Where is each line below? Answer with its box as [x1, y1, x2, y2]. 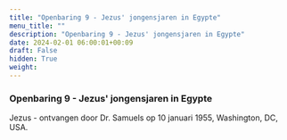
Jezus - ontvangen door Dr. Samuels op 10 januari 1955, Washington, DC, [9, 112, 279, 123]
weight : [9, 63, 38, 72]
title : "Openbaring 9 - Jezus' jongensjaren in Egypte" [9, 12, 221, 22]
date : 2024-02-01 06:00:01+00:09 [9, 37, 134, 47]
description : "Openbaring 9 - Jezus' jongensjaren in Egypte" [9, 29, 245, 38]
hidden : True [9, 54, 58, 63]
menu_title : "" [9, 21, 66, 30]
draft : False [9, 46, 58, 55]
